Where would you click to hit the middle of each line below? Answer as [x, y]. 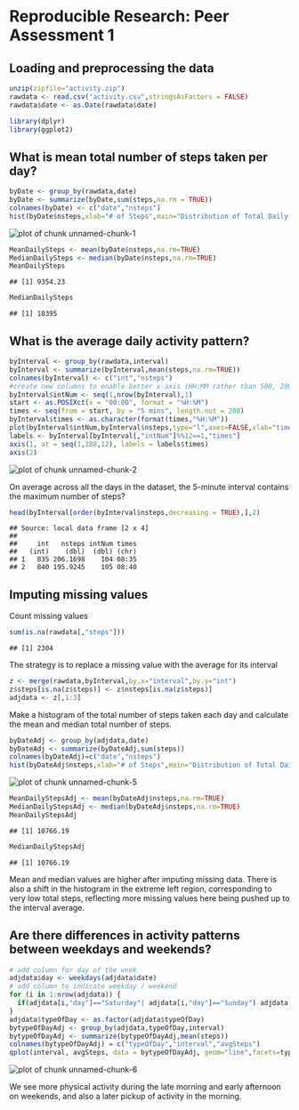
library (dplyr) [37, 121]
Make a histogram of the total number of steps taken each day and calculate [149, 714]
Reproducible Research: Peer [119, 16]
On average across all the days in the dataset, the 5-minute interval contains [149, 487]
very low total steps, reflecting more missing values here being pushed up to [149, 898]
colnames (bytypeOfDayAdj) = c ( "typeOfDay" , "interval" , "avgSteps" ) [135, 1044]
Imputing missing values [79, 595]
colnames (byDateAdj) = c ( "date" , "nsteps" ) [85, 757]
